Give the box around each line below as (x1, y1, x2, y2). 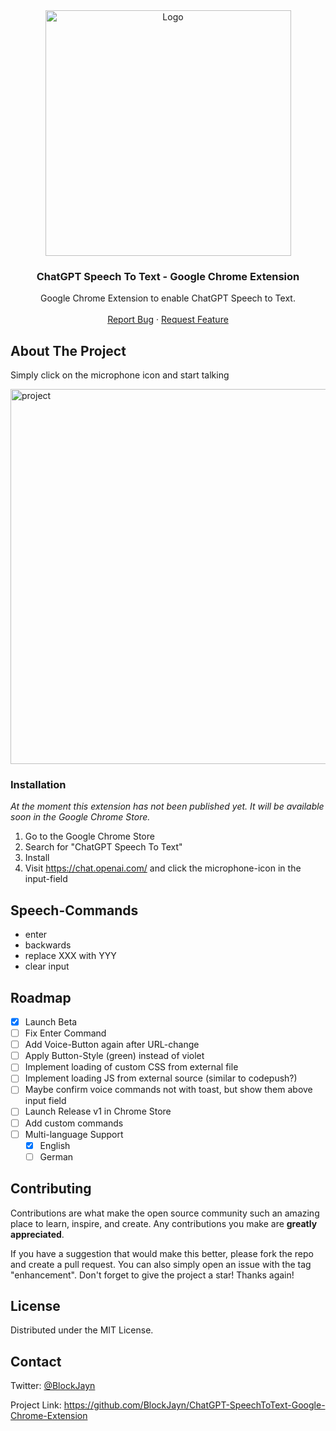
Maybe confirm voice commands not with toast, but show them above (24, 1084, 313, 1096)
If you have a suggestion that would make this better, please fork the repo (10, 1247, 314, 1259)
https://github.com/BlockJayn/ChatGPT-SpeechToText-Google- (63, 1399, 326, 1411)
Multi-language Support (24, 1128, 124, 1140)
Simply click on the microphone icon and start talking (10, 369, 230, 381)
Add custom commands (24, 1117, 124, 1129)
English (39, 1139, 71, 1151)
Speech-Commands (10, 902, 139, 919)
